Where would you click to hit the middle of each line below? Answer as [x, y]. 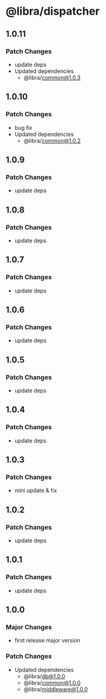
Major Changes [29, 627]
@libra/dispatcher [53, 11]
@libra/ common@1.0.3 [52, 77]
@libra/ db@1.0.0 [44, 676]
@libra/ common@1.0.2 [52, 140]
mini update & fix [36, 490]
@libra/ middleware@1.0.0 [56, 689]
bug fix [23, 127]
